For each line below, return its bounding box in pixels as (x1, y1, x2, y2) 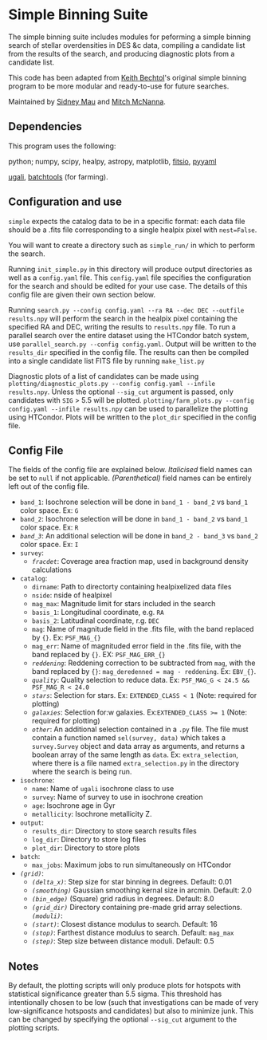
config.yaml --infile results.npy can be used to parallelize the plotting (8, 404, 249, 413)
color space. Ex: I (19, 540, 79, 550)
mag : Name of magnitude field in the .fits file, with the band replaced (31, 624, 254, 634)
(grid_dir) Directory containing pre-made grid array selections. (31, 903, 243, 912)
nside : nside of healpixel (31, 590, 112, 600)
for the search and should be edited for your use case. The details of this (8, 281, 248, 290)
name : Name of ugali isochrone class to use (31, 784, 175, 794)
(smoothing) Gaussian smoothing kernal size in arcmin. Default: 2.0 (31, 885, 253, 895)
